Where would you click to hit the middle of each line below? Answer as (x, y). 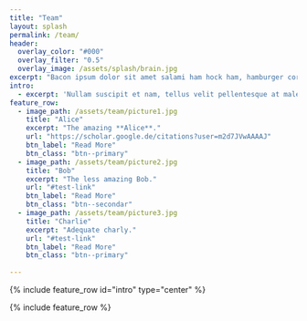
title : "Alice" (55, 119)
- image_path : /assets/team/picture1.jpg (98, 111)
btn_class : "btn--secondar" (79, 205)
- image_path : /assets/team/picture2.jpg (98, 162)
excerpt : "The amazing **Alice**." (94, 129)
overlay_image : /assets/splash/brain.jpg (98, 69)
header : (24, 43)
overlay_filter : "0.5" (61, 60)
